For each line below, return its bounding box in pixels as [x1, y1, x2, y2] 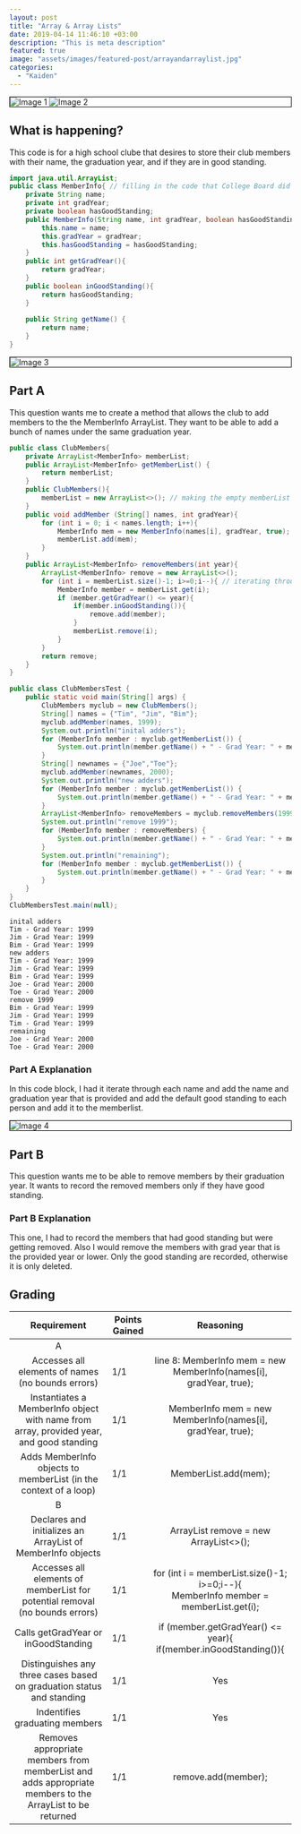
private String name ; [25, 190, 106, 200]
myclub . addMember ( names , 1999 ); [41, 717, 163, 726]
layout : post [9, 13, 58, 22]
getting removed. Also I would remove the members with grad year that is [9, 1242, 280, 1253]
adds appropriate [21, 1777, 95, 1789]
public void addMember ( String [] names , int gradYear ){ [25, 510, 239, 519]
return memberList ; [41, 468, 115, 477]
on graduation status [14, 1680, 102, 1693]
